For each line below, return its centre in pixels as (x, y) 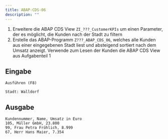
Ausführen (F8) (21, 83)
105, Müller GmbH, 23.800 (32, 123)
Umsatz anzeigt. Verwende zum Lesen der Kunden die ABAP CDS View (86, 50)
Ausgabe (20, 107)
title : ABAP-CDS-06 (26, 10)
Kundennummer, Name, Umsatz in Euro (44, 119)
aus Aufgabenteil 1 (32, 55)
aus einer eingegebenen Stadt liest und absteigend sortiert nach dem (84, 45)
